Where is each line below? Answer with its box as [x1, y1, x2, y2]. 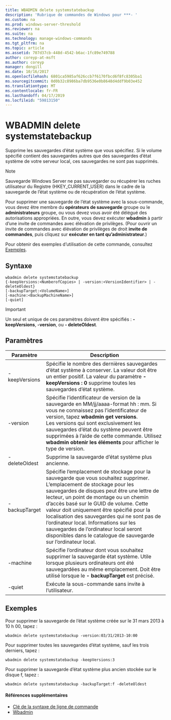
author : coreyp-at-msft [5, 55, 56, 60]
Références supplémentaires [5, 692, 68, 699]
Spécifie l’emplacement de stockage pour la [45, 468, 151, 475]
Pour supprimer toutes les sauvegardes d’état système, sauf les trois [5, 642, 149, 648]
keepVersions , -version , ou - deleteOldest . [5, 322, 98, 327]
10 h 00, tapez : [5, 623, 38, 629]
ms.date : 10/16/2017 [5, 69, 49, 75]
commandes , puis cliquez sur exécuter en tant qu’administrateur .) [5, 231, 148, 237]
